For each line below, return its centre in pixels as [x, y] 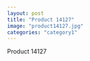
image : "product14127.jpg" [45, 26]
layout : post [26, 13]
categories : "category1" [42, 32]
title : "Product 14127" [41, 20]
